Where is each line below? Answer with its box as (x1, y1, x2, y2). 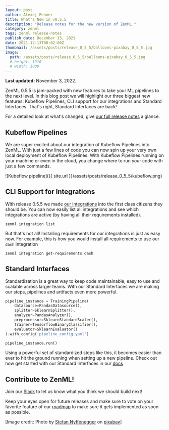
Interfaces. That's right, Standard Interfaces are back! (5, 104, 117, 110)
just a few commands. (5, 163, 51, 169)
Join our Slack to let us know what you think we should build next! (5, 389, 143, 395)
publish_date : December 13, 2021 (5, 36, 76, 41)
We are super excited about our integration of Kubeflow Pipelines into (5, 141, 150, 147)
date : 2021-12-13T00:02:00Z (5, 40, 65, 46)
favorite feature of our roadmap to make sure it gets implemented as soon (5, 404, 159, 410)
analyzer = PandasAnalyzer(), (14, 313, 73, 318)
